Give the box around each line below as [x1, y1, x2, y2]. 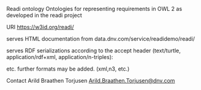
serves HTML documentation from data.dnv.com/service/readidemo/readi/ [6, 35, 195, 42]
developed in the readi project [6, 12, 83, 19]
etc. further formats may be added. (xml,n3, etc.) [6, 65, 130, 72]
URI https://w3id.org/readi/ [6, 24, 75, 30]
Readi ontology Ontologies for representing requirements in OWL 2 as [6, 5, 183, 12]
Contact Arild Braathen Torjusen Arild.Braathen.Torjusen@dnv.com [6, 77, 175, 84]
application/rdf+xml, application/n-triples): [6, 54, 113, 60]
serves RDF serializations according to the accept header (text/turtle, [6, 47, 181, 54]
